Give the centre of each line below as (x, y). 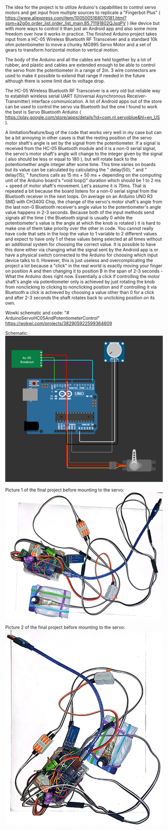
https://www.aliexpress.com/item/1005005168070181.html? (66, 18)
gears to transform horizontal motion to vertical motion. (62, 50)
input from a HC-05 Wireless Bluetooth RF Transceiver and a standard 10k (81, 39)
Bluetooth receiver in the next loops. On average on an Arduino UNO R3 (79, 196)
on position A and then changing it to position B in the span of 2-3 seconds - (84, 271)
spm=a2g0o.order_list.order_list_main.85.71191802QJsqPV (65, 23)
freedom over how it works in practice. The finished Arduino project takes (81, 34)
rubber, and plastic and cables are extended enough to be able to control (80, 65)
